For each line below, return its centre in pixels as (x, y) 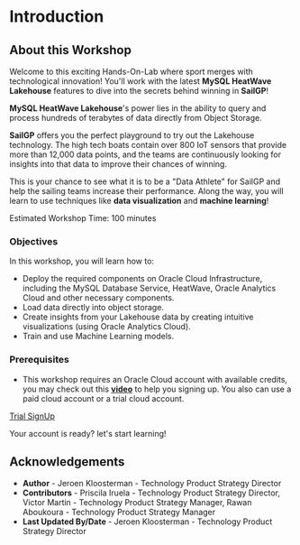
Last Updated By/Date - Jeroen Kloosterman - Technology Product (147, 522)
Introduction (57, 17)
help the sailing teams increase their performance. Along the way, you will (146, 191)
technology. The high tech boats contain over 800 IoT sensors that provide (148, 145)
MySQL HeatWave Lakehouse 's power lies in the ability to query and (138, 108)
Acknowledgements (67, 462)
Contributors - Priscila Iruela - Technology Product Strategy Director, (151, 493)
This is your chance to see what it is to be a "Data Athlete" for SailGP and (145, 181)
